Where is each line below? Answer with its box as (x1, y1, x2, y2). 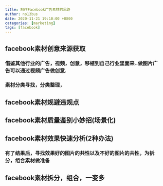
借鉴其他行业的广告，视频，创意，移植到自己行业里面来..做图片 (5, 60, 153, 67)
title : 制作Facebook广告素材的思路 (5, 7, 71, 12)
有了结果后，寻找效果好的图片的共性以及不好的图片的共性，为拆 (5, 150, 155, 157)
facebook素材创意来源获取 (5, 44, 86, 52)
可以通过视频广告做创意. (10, 68, 67, 74)
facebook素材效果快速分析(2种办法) (5, 134, 114, 142)
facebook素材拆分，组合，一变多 (5, 173, 105, 182)
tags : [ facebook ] (5, 25, 40, 30)
